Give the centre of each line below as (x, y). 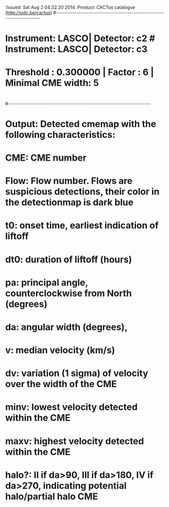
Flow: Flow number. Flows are (69, 181)
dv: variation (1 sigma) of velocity (77, 373)
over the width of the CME (61, 384)
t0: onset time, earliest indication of (82, 226)
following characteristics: (60, 135)
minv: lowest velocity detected (71, 407)
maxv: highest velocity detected (75, 441)
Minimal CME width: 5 (52, 83)
